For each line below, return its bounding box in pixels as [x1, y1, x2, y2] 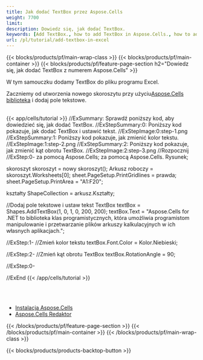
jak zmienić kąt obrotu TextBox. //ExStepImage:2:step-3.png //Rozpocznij [6, 147, 189, 154]
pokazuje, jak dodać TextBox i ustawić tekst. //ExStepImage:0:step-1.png [6, 128, 188, 135]
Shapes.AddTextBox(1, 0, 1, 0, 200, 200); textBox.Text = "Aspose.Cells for [6, 208, 189, 215]
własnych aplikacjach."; [6, 227, 65, 234]
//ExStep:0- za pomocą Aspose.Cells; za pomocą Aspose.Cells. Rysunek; [6, 153, 188, 161]
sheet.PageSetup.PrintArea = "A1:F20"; [6, 178, 104, 185]
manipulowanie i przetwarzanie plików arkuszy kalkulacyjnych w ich [6, 221, 176, 228]
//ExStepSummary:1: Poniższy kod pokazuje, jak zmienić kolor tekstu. [6, 134, 179, 141]
